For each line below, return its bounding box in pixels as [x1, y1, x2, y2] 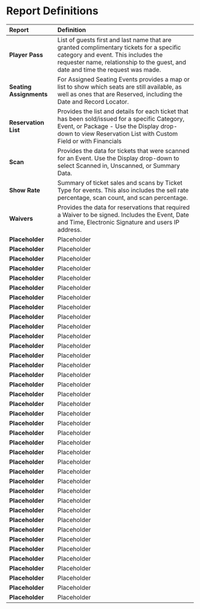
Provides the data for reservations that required [57, 203, 190, 211]
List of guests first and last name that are [57, 36, 171, 44]
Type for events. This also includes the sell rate [57, 186, 189, 194]
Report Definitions [6, 4, 99, 18]
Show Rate [9, 186, 40, 194]
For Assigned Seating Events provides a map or [57, 75, 190, 83]
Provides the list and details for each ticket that [57, 107, 189, 115]
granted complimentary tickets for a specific [57, 43, 182, 51]
